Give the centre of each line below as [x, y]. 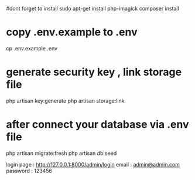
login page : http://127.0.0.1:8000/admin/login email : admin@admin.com [93, 164]
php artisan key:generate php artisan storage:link [65, 101]
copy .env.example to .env [72, 32]
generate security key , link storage [94, 72]
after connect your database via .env [97, 125]
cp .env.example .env [32, 48]
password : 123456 [29, 171]
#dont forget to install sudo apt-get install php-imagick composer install [93, 9]
